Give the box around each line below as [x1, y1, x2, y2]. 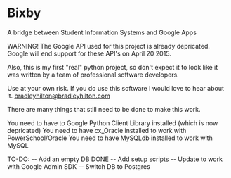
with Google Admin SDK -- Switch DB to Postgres [7, 162, 151, 170]
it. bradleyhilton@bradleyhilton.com [7, 91, 110, 100]
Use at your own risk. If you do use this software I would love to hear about [7, 84, 225, 92]
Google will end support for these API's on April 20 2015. [7, 49, 172, 58]
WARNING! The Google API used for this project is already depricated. [7, 42, 211, 50]
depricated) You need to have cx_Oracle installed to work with [7, 126, 187, 134]
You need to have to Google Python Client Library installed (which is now [7, 118, 218, 127]
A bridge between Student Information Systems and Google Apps [7, 28, 197, 37]
